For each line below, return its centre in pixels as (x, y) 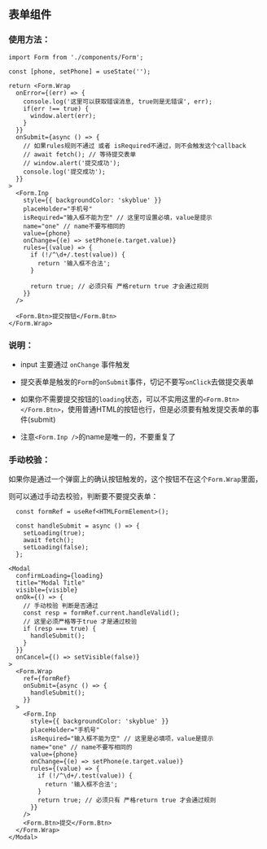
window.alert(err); (63, 116)
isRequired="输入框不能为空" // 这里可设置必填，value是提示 (118, 217)
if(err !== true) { (56, 108)
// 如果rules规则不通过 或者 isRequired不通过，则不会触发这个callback (135, 146)
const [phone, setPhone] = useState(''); (80, 72)
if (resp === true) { (59, 629)
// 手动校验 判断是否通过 (61, 606)
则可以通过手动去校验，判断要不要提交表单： (83, 497)
